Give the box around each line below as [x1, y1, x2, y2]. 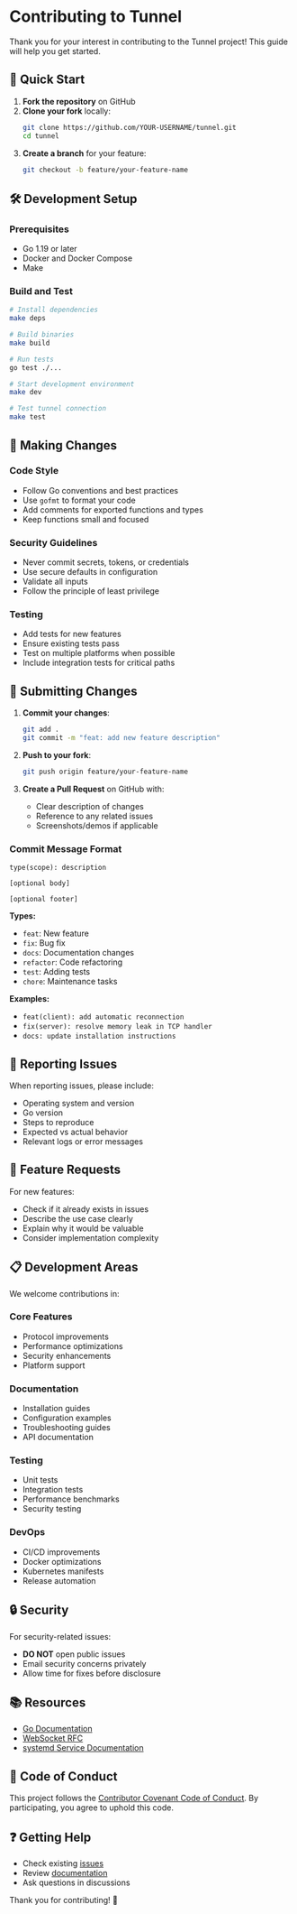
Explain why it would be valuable [22, 1223, 144, 1234]
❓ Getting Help [9, 1829, 92, 1845]
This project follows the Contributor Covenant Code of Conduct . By [9, 1793, 259, 1804]
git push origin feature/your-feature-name [22, 767, 189, 776]
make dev [9, 388, 42, 397]
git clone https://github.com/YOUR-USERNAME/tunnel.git [22, 123, 237, 132]
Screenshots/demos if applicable [35, 819, 159, 831]
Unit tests [22, 1475, 58, 1485]
